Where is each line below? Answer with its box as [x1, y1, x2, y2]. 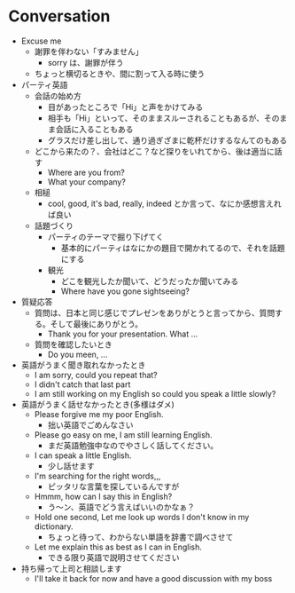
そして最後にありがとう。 [50, 318, 144, 329]
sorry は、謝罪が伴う [47, 57, 124, 67]
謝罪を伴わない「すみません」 [34, 46, 144, 57]
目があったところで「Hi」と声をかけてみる [47, 101, 204, 112]
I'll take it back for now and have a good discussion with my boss [34, 573, 273, 583]
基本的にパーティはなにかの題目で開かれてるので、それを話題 [60, 242, 285, 253]
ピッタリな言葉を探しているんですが [47, 481, 180, 492]
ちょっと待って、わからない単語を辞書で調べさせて [47, 531, 234, 542]
